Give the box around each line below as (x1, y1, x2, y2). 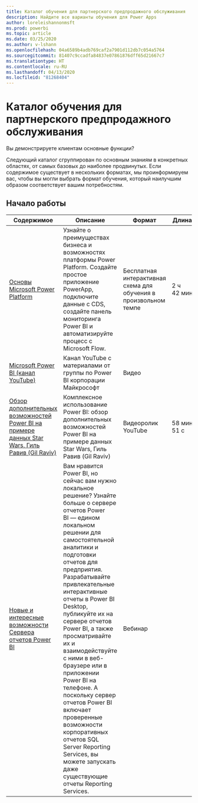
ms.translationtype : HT (6, 58, 65, 64)
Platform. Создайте (62, 263, 117, 271)
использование (62, 400, 108, 409)
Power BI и (62, 322, 93, 330)
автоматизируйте (62, 329, 113, 338)
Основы (9, 277, 32, 286)
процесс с (62, 336, 93, 345)
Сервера (9, 628, 35, 636)
